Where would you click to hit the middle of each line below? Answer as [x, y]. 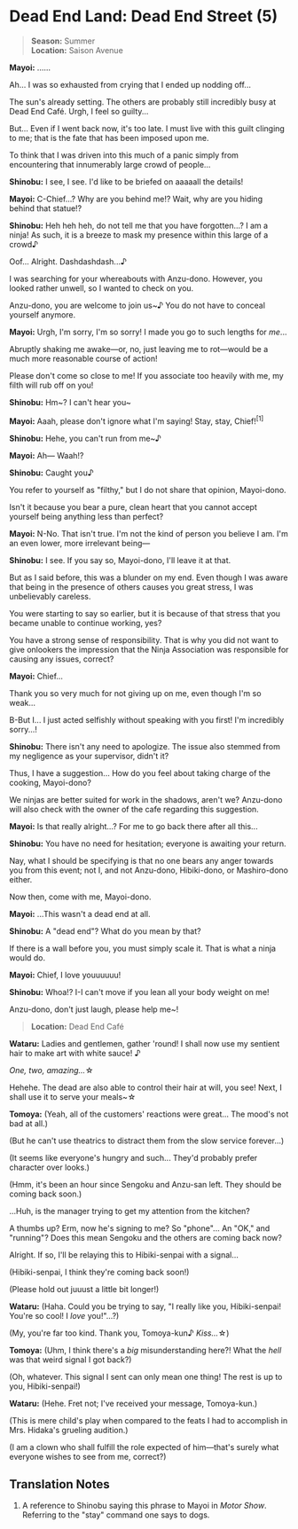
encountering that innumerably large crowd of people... [110, 164]
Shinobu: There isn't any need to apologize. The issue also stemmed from [145, 746]
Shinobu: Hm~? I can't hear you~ [70, 402]
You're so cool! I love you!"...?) [64, 1315]
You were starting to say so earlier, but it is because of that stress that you [145, 613]
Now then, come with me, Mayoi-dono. [80, 897]
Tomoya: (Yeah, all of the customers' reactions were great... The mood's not [149, 1114]
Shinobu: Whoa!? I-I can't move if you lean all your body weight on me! [139, 992]
